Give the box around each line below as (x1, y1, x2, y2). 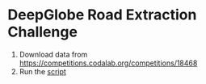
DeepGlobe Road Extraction (7, 6, 197, 24)
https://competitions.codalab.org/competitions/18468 (19, 58, 198, 68)
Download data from (19, 49, 88, 59)
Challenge (7, 23, 78, 41)
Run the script (19, 66, 66, 76)
